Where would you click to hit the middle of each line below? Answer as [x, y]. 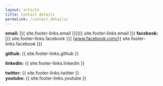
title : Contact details [30, 14]
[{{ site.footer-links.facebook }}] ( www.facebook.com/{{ [63, 38]
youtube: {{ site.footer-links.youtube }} [46, 78]
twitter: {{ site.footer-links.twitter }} [42, 73]
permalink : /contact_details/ [37, 19]
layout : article [22, 10]
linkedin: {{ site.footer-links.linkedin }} [45, 63]
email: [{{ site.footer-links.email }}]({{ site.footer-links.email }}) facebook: [82, 33]
